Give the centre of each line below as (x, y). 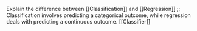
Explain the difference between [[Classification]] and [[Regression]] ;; (93, 9)
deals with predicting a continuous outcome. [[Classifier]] (78, 22)
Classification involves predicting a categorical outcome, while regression (99, 15)
